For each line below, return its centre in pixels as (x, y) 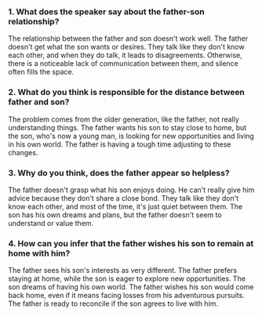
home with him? (39, 253)
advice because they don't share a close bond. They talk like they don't (124, 198)
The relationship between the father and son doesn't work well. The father (128, 38)
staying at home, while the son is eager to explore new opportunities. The (127, 279)
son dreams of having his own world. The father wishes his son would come (131, 287)
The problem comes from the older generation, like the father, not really (124, 119)
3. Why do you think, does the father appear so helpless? (119, 173)
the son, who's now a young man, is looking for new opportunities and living (131, 136)
